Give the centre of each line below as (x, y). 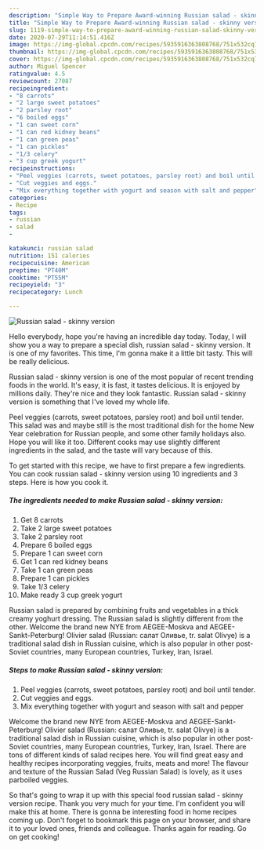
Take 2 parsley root (51, 536)
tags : (18, 213)
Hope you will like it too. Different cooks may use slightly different (115, 442)
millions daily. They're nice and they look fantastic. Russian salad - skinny (128, 394)
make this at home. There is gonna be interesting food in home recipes (123, 811)
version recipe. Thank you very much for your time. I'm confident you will (127, 803)
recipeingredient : (39, 88)
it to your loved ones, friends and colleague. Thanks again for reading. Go (128, 828)
